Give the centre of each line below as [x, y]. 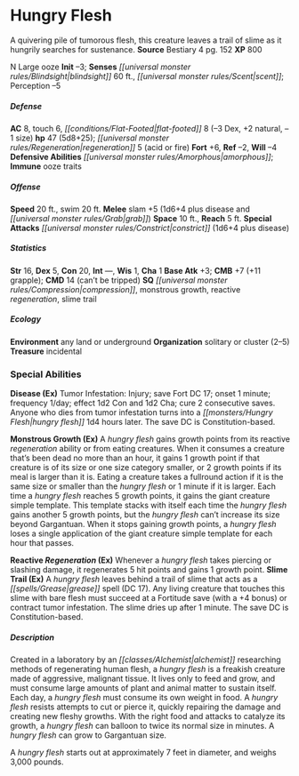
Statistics [28, 248]
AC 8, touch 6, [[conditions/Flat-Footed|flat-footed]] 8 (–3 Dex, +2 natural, [146, 128]
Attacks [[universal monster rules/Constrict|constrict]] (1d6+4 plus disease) [150, 228]
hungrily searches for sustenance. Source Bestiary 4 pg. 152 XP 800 [136, 49]
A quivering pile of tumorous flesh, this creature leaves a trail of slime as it [146, 40]
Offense [25, 187]
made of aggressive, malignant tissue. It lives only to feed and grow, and [143, 679]
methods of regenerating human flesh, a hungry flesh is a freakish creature [148, 669]
